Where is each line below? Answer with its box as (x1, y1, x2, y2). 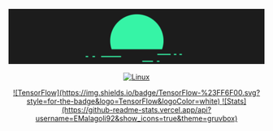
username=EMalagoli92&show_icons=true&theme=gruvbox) (35, 114, 238, 124)
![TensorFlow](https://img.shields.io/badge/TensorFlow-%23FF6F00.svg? (12, 88, 261, 98)
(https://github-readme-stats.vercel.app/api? (61, 105, 212, 115)
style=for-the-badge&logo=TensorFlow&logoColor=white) (26, 96, 221, 106)
